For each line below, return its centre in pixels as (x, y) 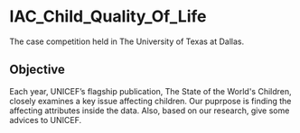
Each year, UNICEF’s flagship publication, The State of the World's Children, (150, 91)
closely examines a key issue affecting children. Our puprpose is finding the (150, 101)
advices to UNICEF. (46, 120)
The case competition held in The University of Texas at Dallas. (127, 41)
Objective (37, 70)
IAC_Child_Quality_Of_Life (108, 17)
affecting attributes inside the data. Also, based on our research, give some (150, 111)
